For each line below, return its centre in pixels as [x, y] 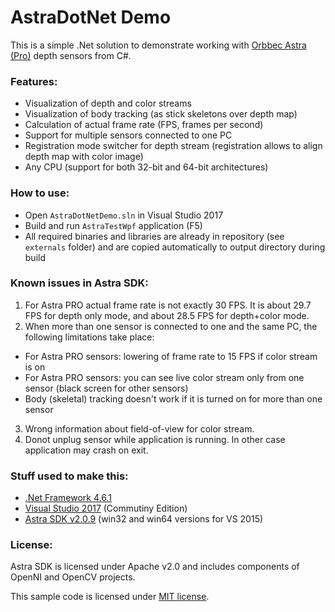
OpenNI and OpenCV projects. [73, 577]
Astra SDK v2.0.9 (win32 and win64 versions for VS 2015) [144, 519]
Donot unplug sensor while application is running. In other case [155, 439]
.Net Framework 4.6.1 [68, 498]
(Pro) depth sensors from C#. [71, 55]
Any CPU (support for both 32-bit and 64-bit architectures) [146, 167]
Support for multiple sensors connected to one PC [128, 135]
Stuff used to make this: [69, 476]
